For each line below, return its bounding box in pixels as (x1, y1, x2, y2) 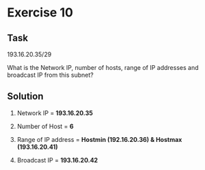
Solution (7, 90, 44, 102)
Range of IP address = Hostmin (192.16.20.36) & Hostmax (16, 135, 182, 143)
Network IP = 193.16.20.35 (16, 108, 94, 117)
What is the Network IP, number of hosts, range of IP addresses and (7, 64, 200, 71)
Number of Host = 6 (16, 122, 74, 130)
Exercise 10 (7, 5, 74, 21)
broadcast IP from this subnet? (7, 71, 94, 79)
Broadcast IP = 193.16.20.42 (16, 156, 98, 164)
